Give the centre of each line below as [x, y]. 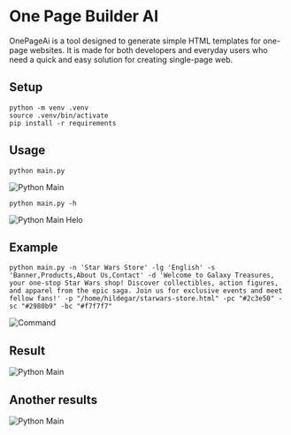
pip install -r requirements [63, 123]
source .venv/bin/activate [59, 115]
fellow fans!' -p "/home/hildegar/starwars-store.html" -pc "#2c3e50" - [146, 299]
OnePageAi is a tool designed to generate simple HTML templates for [135, 41]
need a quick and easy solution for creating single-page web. [121, 59]
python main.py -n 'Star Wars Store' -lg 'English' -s [112, 268]
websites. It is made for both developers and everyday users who [149, 50]
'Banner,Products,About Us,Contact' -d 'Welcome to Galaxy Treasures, [142, 276]
